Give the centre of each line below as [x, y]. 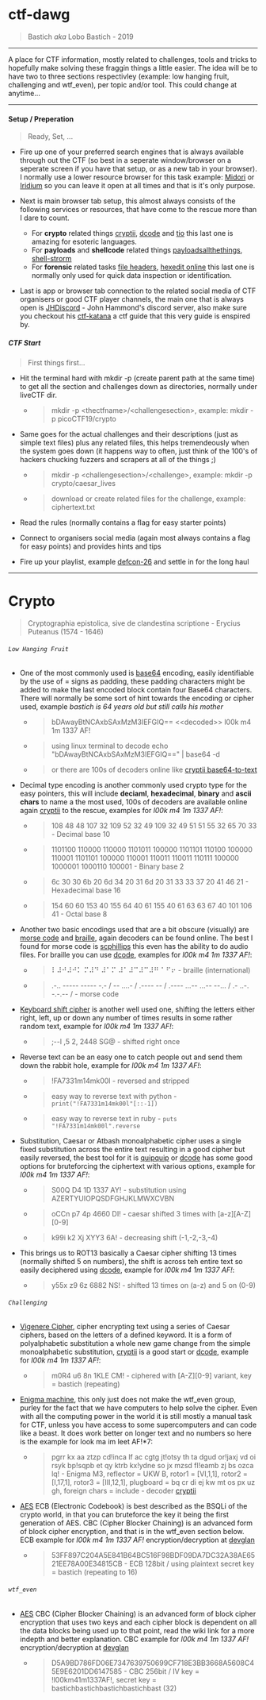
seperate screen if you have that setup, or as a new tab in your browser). [138, 169]
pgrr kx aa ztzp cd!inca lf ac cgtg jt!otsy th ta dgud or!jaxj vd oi [153, 1457]
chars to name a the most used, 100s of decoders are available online [133, 802]
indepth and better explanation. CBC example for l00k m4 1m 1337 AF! [134, 1639]
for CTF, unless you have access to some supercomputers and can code [138, 1425]
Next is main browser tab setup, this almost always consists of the [127, 201]
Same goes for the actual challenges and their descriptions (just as [129, 434]
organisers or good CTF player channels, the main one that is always [131, 299]
